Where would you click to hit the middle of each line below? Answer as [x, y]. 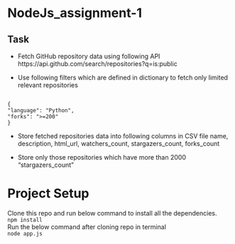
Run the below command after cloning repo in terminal [87, 227]
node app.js [25, 233]
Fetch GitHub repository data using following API [89, 56]
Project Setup [49, 194]
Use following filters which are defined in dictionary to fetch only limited [123, 77]
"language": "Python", [41, 111]
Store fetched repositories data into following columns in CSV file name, [123, 136]
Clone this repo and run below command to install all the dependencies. [113, 213]
